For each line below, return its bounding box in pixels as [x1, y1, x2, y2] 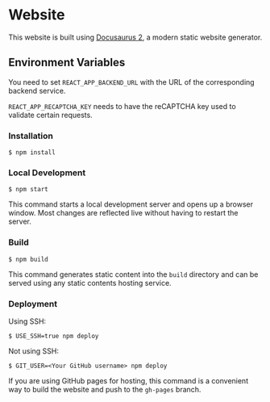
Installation [8, 130, 54, 141]
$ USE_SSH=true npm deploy [8, 332, 99, 340]
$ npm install [8, 149, 56, 157]
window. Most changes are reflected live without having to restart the [8, 208, 239, 218]
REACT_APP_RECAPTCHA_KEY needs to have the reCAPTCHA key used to [8, 101, 236, 111]
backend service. [8, 86, 66, 95]
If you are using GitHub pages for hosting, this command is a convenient [8, 375, 248, 385]
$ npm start [8, 186, 48, 194]
